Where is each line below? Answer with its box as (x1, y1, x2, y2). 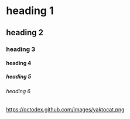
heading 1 (6, 4, 54, 18)
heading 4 (6, 60, 32, 67)
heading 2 (6, 28, 44, 38)
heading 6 (6, 88, 31, 95)
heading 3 (6, 45, 36, 53)
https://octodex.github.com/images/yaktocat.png (6, 106, 125, 113)
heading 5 (6, 73, 32, 80)
